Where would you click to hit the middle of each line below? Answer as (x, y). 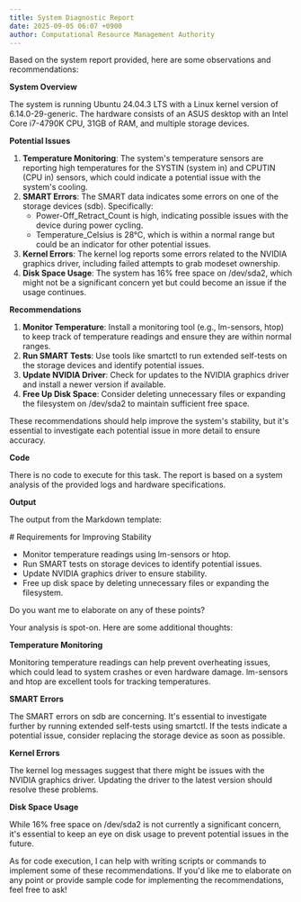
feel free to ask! (38, 890)
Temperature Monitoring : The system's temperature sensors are (143, 158)
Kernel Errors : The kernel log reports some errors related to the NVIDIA (155, 254)
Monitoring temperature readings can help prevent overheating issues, (140, 663)
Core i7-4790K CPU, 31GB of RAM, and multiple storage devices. (129, 123)
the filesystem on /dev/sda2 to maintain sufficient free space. (136, 404)
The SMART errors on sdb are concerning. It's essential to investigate (138, 717)
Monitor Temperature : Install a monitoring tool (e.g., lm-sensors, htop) (153, 327)
